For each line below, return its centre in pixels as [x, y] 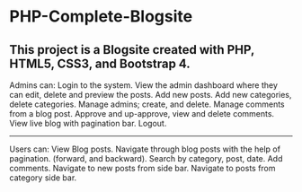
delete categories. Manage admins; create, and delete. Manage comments [147, 104]
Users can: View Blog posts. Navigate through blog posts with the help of [145, 149]
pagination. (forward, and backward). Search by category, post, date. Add [146, 158]
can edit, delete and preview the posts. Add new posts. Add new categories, [151, 95]
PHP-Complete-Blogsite [101, 17]
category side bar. [43, 178]
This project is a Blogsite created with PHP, [132, 50]
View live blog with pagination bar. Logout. [88, 123]
